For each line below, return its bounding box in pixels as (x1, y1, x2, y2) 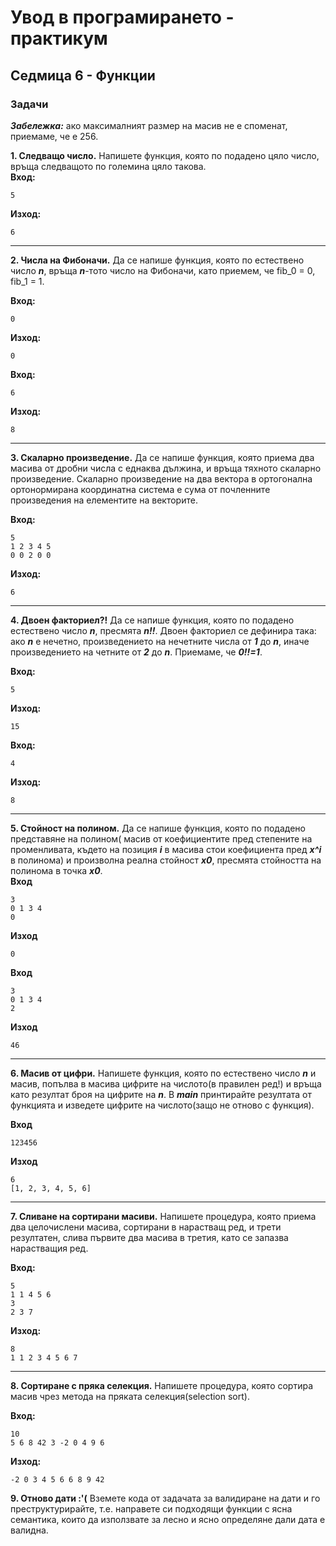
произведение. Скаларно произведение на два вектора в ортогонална (10, 472, 313, 485)
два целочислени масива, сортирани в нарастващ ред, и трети (10, 1221, 282, 1233)
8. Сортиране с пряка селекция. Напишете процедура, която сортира (10, 1379, 314, 1391)
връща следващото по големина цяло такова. (10, 160, 207, 172)
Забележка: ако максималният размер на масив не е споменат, (10, 119, 288, 131)
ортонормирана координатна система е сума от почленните (10, 483, 271, 495)
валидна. (10, 1524, 49, 1536)
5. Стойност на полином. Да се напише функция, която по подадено (10, 822, 306, 834)
